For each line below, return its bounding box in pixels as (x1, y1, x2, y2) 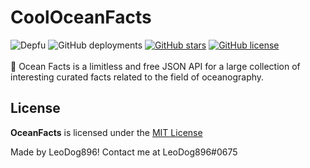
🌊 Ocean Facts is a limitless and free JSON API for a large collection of (10, 60, 301, 72)
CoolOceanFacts (10, 6, 152, 29)
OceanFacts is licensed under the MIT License (10, 126, 203, 138)
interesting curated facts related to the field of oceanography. (10, 71, 265, 83)
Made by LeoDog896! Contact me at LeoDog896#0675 (10, 146, 238, 158)
